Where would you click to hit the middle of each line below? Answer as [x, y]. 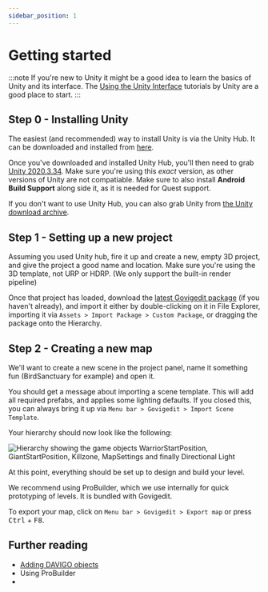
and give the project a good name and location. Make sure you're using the [132, 266]
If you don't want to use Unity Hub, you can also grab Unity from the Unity [131, 204]
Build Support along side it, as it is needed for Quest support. [110, 188]
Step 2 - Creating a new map [81, 348]
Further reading [48, 545]
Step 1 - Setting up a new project [91, 237]
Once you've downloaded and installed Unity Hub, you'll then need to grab [131, 163]
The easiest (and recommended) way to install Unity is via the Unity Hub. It [132, 139]
